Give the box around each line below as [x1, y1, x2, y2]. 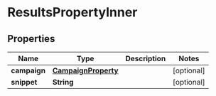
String [52, 78, 74, 87]
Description [125, 54, 166, 63]
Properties [7, 33, 55, 45]
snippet [11, 78, 38, 87]
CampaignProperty [52, 65, 119, 75]
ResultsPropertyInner [7, 4, 138, 21]
